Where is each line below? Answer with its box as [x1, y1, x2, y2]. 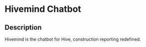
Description [4, 23, 42, 32]
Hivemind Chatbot [4, 3, 81, 15]
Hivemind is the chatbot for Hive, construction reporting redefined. [4, 36, 141, 42]
